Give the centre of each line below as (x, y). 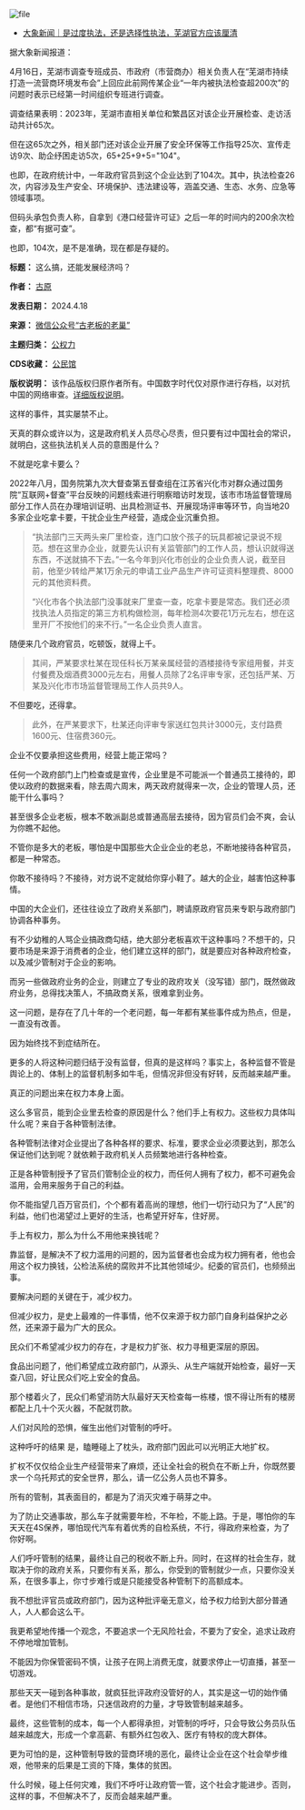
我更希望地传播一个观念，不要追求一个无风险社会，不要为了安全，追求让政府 (152, 1631)
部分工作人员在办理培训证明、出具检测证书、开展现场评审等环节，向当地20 (150, 506)
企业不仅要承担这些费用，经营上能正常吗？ (89, 755)
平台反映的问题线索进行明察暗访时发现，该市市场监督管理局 (181, 495)
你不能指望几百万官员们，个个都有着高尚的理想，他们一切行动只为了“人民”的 (152, 1204)
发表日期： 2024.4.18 (49, 306)
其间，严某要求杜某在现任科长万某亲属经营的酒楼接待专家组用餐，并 (159, 663)
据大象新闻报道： (41, 52)
